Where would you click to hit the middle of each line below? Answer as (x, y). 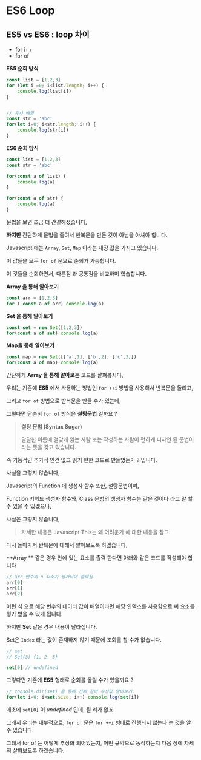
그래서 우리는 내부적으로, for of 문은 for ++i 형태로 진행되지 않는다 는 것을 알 (99, 722)
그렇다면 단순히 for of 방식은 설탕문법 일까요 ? (62, 414)
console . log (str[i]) (43, 130)
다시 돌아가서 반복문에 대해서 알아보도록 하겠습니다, (67, 545)
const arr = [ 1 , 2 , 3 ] (32, 298)
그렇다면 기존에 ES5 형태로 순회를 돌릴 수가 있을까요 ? (70, 680)
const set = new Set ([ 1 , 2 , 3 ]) (44, 327)
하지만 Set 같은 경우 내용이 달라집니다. (52, 626)
